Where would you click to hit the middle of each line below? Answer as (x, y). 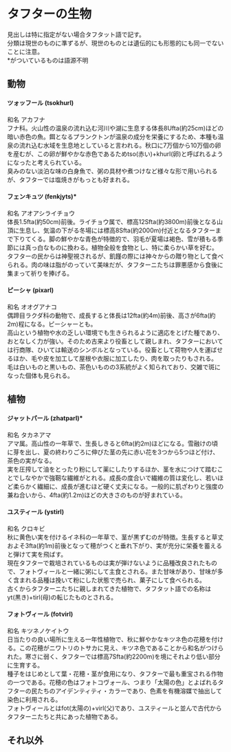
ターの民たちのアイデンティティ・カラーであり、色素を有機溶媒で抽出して (117, 691)
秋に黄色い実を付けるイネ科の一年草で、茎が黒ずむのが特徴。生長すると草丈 (115, 537)
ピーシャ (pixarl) (31, 290)
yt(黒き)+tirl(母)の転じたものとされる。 (62, 597)
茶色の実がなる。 (31, 461)
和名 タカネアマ (29, 434)
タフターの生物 (49, 14)
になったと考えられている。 (46, 162)
